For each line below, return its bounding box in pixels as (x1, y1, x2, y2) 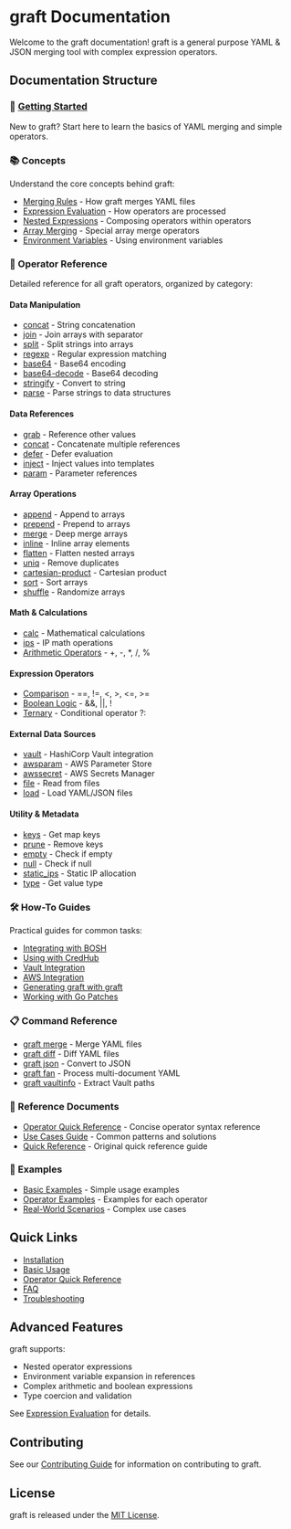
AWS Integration (22, 971, 85, 983)
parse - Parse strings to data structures (22, 387, 171, 398)
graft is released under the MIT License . (9, 1510, 160, 1521)
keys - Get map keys (22, 828, 100, 839)
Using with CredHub (22, 952, 99, 963)
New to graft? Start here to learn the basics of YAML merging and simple (9, 121, 283, 132)
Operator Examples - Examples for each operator (22, 1194, 208, 1205)
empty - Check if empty (22, 848, 113, 859)
